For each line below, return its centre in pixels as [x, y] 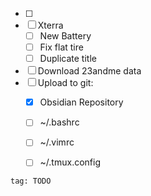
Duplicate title [68, 59]
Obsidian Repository [81, 102]
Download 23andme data [89, 71]
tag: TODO [31, 181]
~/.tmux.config [70, 162]
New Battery [65, 36]
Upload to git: [65, 83]
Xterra [50, 25]
